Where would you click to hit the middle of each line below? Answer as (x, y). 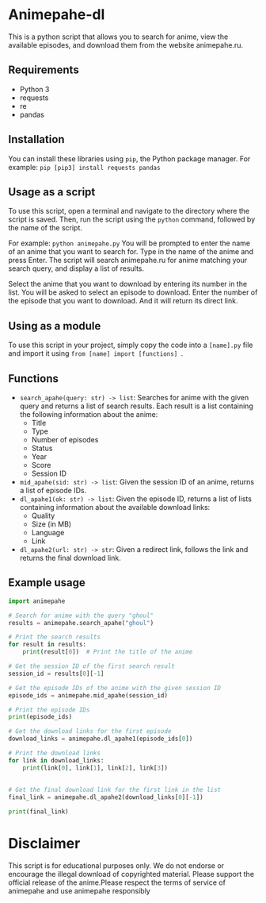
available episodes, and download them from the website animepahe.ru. (126, 44)
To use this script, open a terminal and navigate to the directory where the (129, 211)
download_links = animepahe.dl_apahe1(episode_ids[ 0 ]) (101, 739)
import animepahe (37, 601)
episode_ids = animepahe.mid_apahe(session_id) (88, 695)
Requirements (44, 70)
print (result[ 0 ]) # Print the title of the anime (108, 652)
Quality (43, 515)
